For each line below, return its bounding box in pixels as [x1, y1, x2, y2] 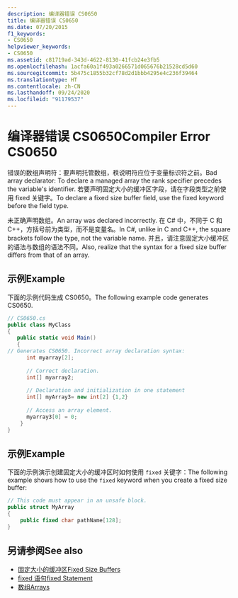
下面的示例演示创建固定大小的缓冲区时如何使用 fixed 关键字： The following [7, 468, 228, 476]
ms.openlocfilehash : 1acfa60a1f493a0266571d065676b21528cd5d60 [7, 63, 198, 70]
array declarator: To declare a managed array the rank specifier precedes [7, 176, 222, 185]
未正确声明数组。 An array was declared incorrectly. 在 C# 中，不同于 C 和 [7, 216, 223, 224]
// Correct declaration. [25, 367, 100, 374]
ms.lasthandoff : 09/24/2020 [7, 89, 91, 96]
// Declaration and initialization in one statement [25, 387, 186, 394]
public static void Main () [16, 334, 97, 342]
